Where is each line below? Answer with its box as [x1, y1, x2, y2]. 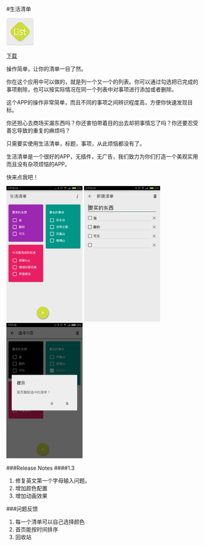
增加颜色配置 [15, 484, 47, 492]
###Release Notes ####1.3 [6, 464, 75, 472]
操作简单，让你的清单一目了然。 [6, 65, 86, 72]
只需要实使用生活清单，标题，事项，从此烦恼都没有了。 [6, 140, 145, 147]
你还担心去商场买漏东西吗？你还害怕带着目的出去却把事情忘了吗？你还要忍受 [6, 120, 199, 126]
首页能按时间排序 [15, 526, 58, 533]
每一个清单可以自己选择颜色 [15, 518, 85, 526]
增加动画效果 [15, 492, 47, 500]
